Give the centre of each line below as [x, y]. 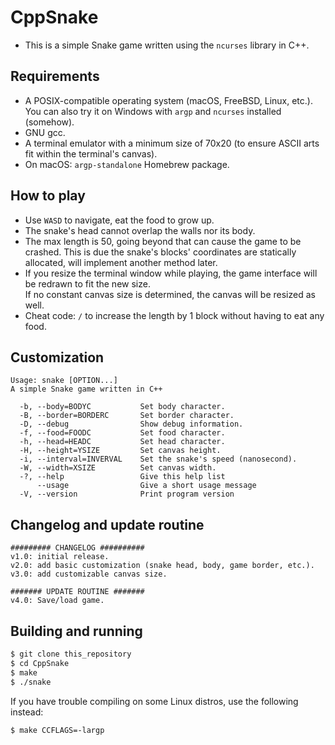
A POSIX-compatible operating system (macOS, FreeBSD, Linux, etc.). [168, 100]
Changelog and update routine [107, 524]
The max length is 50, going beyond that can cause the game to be [163, 241]
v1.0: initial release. [60, 557]
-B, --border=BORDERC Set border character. [127, 416]
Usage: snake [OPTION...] [64, 381]
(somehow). [49, 122]
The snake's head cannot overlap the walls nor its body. [140, 230]
